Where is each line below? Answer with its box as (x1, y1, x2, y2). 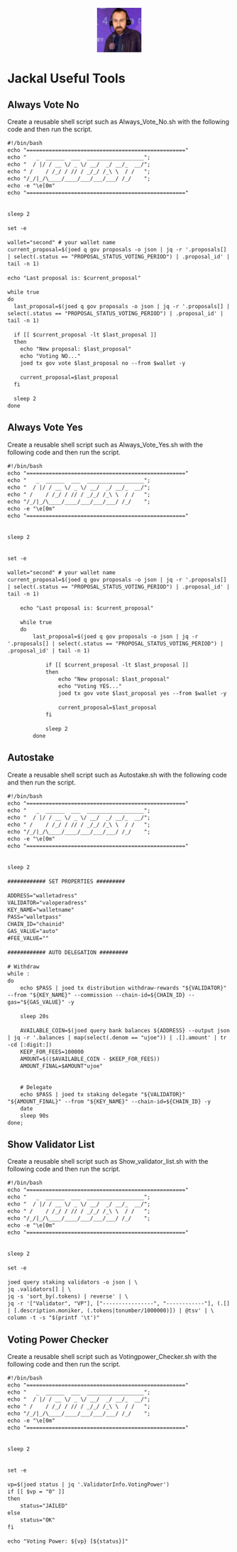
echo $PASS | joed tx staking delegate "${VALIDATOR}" (20, 1091, 186, 1098)
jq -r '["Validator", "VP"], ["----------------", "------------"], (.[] (7, 1300, 231, 1307)
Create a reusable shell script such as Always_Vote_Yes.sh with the (7, 440, 204, 449)
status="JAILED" (20, 1502, 69, 1509)
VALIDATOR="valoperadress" (7, 899, 87, 906)
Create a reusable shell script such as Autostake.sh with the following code (7, 770, 227, 779)
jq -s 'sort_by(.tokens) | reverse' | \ (7, 1293, 129, 1300)
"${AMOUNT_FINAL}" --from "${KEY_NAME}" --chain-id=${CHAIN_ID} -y (7, 1098, 211, 1105)
